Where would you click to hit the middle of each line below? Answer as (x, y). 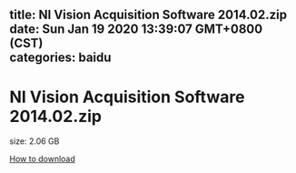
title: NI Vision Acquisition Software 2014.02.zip (148, 15)
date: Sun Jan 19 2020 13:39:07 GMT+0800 (136, 30)
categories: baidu (60, 58)
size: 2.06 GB (35, 141)
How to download (42, 159)
